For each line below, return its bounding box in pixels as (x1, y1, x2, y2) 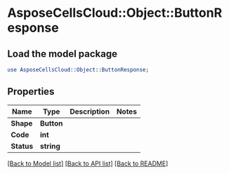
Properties (7, 86, 55, 98)
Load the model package (7, 48, 118, 60)
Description (70, 107, 110, 116)
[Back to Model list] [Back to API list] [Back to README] (7, 159, 169, 168)
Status (11, 141, 34, 151)
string (39, 141, 61, 151)
